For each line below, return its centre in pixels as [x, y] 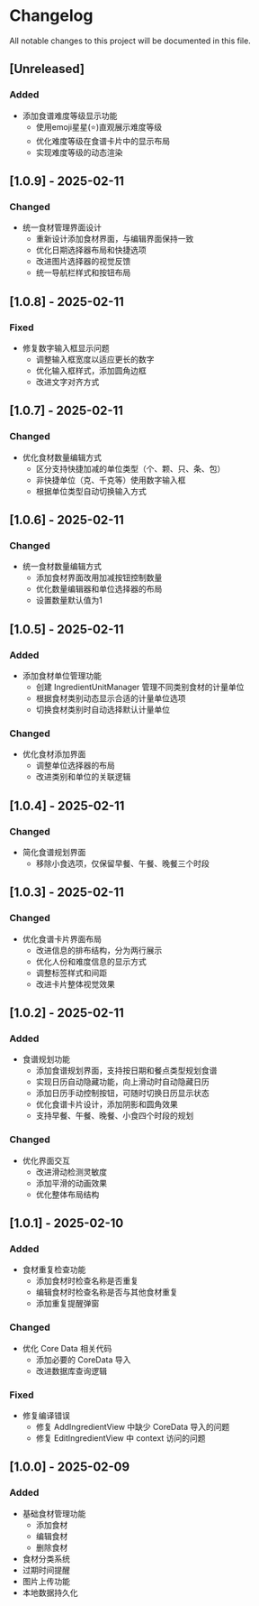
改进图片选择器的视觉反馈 [83, 262]
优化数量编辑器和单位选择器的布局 [99, 589]
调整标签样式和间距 [71, 973]
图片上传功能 [46, 1581]
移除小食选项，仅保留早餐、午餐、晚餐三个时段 [122, 863]
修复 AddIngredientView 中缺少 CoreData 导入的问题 [133, 1427]
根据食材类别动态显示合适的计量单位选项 [111, 698]
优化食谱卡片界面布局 [62, 938]
